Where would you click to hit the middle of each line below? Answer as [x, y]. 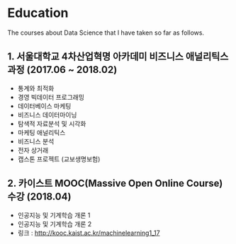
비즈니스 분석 [36, 141]
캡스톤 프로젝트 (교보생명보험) [59, 159]
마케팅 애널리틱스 [41, 132]
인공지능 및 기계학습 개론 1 [54, 215]
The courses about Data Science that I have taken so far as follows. [106, 33]
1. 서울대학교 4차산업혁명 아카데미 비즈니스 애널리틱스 [118, 57]
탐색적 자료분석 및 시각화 [52, 123]
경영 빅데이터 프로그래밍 [51, 97]
